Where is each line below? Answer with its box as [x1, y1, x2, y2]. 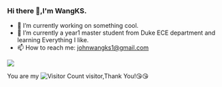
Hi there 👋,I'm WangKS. [7, 6, 87, 16]
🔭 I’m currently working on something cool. [16, 22, 139, 30]
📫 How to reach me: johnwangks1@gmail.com [16, 43, 149, 52]
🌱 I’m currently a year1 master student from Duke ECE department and [16, 29, 216, 37]
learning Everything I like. [16, 36, 89, 44]
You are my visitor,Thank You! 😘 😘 [7, 72, 149, 80]
